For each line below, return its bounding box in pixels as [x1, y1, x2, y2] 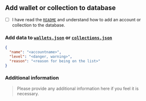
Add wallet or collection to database [5, 4, 116, 12]
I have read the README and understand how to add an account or [12, 16, 141, 22]
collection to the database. [12, 22, 65, 28]
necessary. [16, 90, 39, 96]
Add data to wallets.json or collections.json [5, 34, 113, 41]
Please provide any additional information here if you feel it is [16, 86, 139, 91]
